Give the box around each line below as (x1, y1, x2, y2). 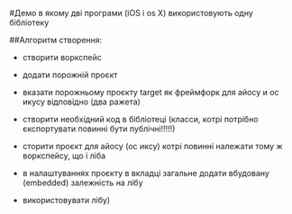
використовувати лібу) (22, 195, 111, 205)
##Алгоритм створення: (9, 35, 103, 45)
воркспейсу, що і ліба (22, 150, 106, 161)
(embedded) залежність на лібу (22, 177, 143, 188)
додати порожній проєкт (22, 69, 118, 80)
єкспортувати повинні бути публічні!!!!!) (22, 123, 176, 134)
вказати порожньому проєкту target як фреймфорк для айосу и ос (22, 87, 279, 97)
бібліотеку (9, 17, 50, 28)
